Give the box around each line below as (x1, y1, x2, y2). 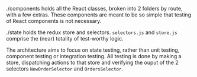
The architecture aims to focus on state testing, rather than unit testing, (6, 46, 180, 53)
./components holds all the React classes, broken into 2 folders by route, (6, 5, 183, 12)
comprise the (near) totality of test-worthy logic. (6, 35, 124, 42)
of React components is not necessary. (6, 18, 102, 24)
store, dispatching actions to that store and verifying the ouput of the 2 (6, 59, 179, 66)
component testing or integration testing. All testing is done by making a (6, 53, 182, 59)
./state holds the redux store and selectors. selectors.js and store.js (6, 29, 177, 36)
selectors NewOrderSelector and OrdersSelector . (6, 65, 123, 72)
